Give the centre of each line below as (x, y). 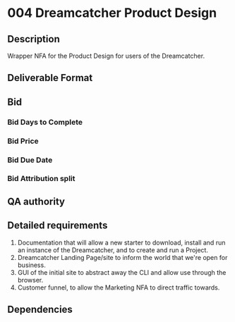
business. (31, 265)
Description (34, 39)
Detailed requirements (58, 226)
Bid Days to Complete (45, 122)
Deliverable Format (50, 78)
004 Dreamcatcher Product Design (112, 13)
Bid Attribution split (41, 179)
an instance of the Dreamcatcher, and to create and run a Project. (113, 250)
